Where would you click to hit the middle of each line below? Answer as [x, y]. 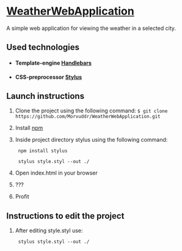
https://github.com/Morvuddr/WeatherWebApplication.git [88, 117]
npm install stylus [43, 151]
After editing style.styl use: [49, 231]
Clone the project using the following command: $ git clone [91, 111]
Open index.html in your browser [56, 173]
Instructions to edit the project [65, 216]
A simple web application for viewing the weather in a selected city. [91, 28]
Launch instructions [45, 96]
